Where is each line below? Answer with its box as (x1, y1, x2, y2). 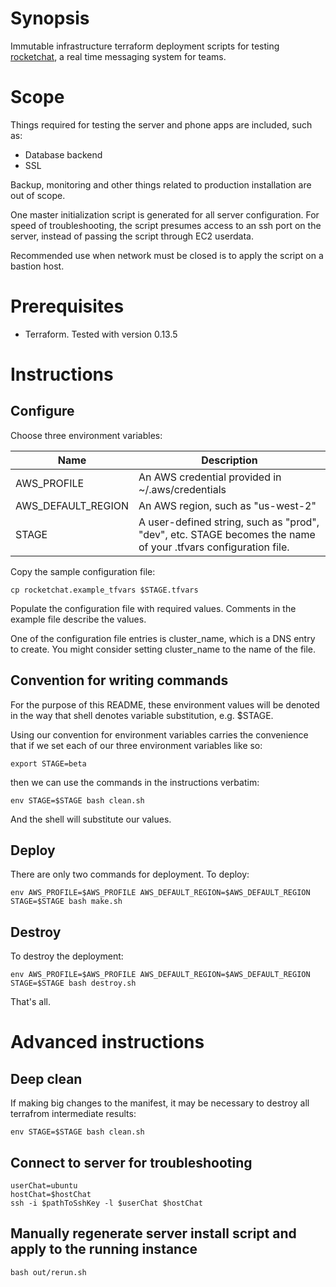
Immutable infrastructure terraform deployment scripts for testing (10, 40, 280, 52)
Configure (10, 403, 75, 420)
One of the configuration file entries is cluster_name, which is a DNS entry (10, 632, 316, 644)
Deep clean (10, 1070, 83, 1087)
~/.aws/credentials (138, 482, 227, 496)
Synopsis (10, 7, 90, 30)
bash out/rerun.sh (10, 1267, 87, 1277)
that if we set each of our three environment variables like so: (10, 739, 263, 751)
